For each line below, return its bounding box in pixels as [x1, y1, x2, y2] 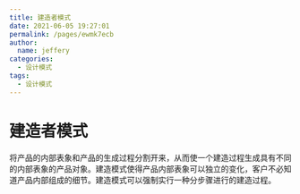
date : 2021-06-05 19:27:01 [9, 21, 110, 30]
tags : [9, 72, 30, 80]
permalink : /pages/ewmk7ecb [9, 30, 115, 38]
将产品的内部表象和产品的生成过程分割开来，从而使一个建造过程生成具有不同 [9, 152, 292, 163]
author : [9, 38, 39, 47]
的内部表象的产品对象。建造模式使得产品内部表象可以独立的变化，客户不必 [9, 163, 284, 174]
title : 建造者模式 [9, 13, 72, 22]
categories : [9, 55, 54, 63]
